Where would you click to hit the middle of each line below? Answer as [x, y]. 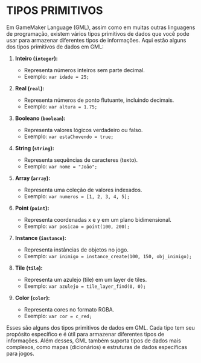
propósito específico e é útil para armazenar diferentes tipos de [85, 334]
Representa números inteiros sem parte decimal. [84, 70]
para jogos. [20, 353]
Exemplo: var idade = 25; [56, 76]
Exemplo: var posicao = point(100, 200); [77, 226]
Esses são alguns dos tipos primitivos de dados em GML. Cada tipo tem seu [101, 327]
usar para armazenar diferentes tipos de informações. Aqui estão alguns [96, 40]
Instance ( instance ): [40, 238]
